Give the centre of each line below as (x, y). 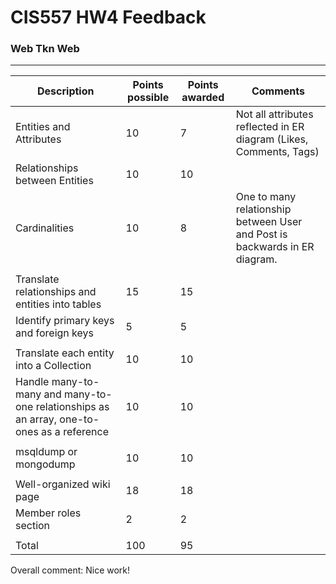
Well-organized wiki (63, 484)
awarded (203, 98)
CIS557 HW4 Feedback (108, 17)
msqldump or (46, 452)
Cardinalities (45, 228)
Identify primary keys (65, 321)
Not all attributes (274, 114)
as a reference (75, 432)
